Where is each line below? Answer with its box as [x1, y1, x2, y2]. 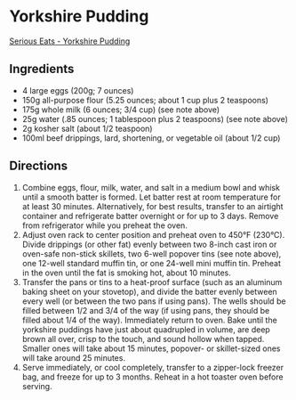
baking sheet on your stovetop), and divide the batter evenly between [21, 286, 277, 297]
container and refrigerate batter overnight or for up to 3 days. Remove [21, 210, 279, 221]
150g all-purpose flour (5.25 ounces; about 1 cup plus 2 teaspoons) [21, 94, 269, 105]
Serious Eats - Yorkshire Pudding [9, 36, 131, 46]
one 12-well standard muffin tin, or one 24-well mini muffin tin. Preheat [21, 257, 282, 268]
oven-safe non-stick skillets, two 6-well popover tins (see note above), [21, 248, 282, 259]
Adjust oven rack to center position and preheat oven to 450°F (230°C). [21, 229, 285, 240]
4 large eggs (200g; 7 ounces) [21, 85, 134, 95]
